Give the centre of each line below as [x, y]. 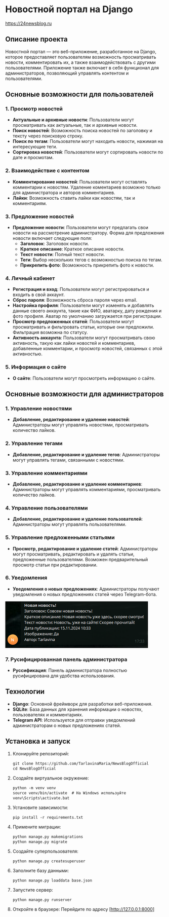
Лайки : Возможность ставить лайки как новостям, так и [74, 198]
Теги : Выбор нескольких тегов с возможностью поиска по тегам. [91, 260]
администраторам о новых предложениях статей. [67, 725]
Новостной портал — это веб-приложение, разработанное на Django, [81, 51]
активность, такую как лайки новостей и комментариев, [74, 343]
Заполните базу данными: [41, 870]
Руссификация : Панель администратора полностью [70, 671]
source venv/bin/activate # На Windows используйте [69, 793]
